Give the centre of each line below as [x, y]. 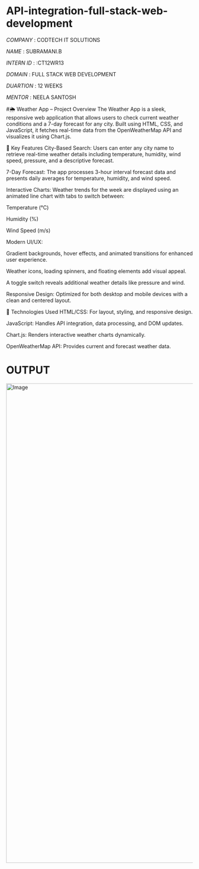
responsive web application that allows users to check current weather [93, 117]
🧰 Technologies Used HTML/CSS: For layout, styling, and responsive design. [99, 311]
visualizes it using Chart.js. [39, 136]
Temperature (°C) [28, 207]
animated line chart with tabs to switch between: [65, 196]
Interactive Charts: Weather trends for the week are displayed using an [92, 189]
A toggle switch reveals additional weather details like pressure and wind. [96, 282]
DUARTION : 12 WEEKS [34, 86]
